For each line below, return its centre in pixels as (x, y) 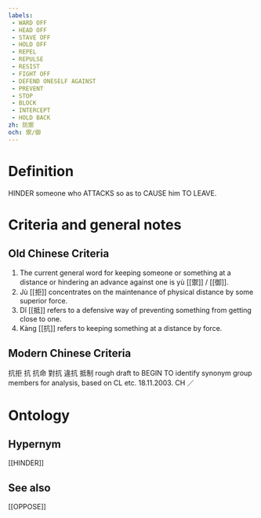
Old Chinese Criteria (59, 253)
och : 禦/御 (25, 132)
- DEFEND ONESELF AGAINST (54, 81)
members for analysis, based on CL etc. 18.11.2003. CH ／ (101, 383)
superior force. (43, 300)
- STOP (22, 96)
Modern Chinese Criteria (70, 353)
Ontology (39, 415)
